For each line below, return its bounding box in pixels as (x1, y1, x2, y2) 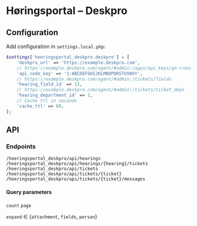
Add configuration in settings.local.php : (6, 43, 106, 50)
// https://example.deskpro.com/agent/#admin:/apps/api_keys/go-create (16, 65, 195, 71)
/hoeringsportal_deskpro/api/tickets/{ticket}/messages (6, 176, 145, 182)
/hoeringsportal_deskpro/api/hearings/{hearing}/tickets (6, 161, 148, 167)
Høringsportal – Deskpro (6, 4, 128, 18)
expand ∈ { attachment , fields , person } (6, 213, 98, 220)
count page (6, 203, 32, 208)
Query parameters (6, 189, 52, 196)
